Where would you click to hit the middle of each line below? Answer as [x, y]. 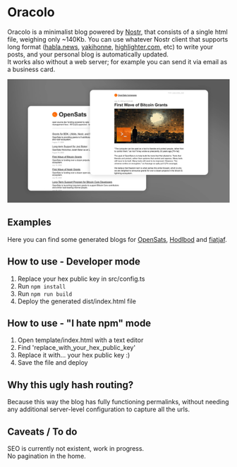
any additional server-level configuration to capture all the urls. [99, 409]
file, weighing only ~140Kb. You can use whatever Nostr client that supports [118, 39]
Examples [29, 223]
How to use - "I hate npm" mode [79, 323]
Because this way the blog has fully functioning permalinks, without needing [118, 402]
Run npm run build [45, 293]
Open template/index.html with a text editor [80, 340]
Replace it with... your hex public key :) [74, 355]
